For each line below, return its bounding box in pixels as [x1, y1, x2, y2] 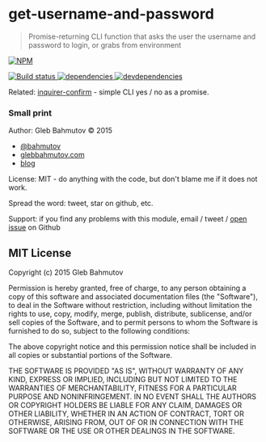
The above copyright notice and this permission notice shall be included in [8, 342, 256, 351]
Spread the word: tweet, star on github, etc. [8, 199, 154, 208]
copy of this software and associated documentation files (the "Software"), [8, 292, 259, 301]
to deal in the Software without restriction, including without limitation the [8, 301, 252, 310]
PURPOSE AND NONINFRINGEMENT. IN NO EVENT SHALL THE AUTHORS [8, 392, 257, 402]
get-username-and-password [8, 5, 214, 23]
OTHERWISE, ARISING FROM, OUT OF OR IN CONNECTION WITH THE [8, 418, 244, 427]
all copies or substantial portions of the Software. [8, 351, 172, 360]
